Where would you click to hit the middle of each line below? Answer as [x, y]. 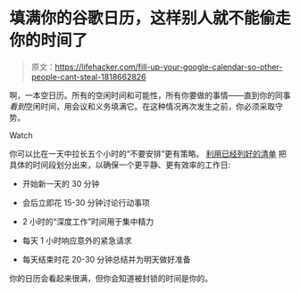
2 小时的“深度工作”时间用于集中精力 [88, 221]
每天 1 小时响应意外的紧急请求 [77, 240]
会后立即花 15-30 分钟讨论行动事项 [86, 202]
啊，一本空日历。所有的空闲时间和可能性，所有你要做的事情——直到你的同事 [150, 95]
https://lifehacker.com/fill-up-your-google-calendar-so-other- [169, 67]
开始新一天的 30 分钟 [61, 183]
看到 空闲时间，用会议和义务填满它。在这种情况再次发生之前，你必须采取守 [146, 106]
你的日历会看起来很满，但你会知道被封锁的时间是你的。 [111, 278]
